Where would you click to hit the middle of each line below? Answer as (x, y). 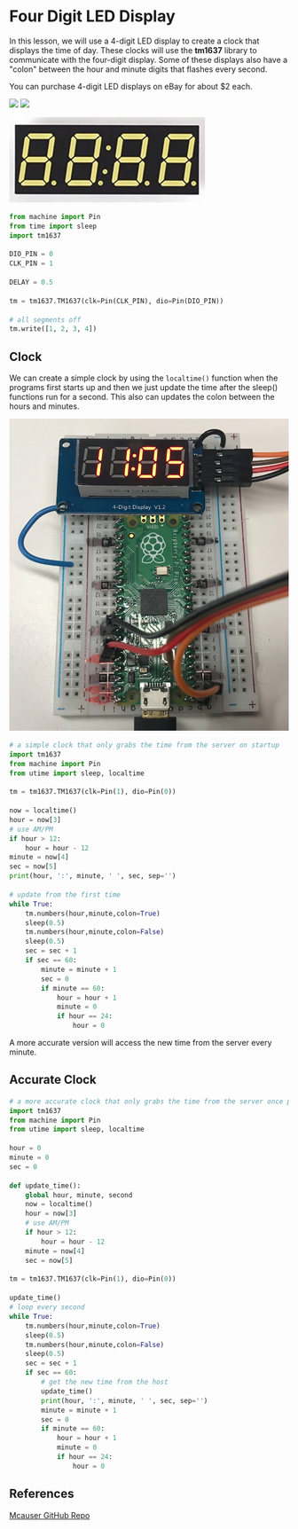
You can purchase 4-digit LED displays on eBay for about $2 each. (131, 86)
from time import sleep (53, 226)
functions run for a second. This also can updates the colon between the (142, 397)
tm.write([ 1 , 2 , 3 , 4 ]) (53, 329)
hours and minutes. (44, 406)
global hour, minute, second (79, 1195)
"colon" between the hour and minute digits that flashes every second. (138, 69)
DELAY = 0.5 (31, 282)
